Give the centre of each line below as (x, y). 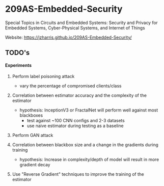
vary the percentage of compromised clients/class (70, 86)
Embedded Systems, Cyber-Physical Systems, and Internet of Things (75, 27)
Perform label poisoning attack (43, 76)
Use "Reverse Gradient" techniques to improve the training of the (78, 174)
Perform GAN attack (33, 135)
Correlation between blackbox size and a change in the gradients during (85, 145)
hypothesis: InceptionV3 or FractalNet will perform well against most (89, 110)
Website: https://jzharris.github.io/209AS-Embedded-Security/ (68, 37)
